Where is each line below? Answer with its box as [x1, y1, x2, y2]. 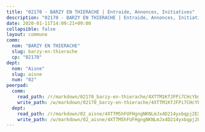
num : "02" [12, 77, 37, 83]
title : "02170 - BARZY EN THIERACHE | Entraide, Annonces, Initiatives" [6, 9, 195, 15]
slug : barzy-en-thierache [12, 49, 78, 55]
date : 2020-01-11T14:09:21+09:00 [6, 20, 92, 26]
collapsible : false [6, 26, 56, 32]
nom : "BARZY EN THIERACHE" [12, 43, 81, 49]
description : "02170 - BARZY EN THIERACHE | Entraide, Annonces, [6, 15, 176, 21]
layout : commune [6, 32, 48, 38]
